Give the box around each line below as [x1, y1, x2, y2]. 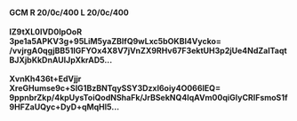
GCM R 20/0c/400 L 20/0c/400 [9, 7, 129, 18]
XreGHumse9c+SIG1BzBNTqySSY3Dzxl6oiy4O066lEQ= [9, 83, 221, 94]
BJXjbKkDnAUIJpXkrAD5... [9, 55, 113, 65]
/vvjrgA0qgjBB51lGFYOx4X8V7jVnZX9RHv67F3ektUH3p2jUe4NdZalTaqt [9, 45, 287, 57]
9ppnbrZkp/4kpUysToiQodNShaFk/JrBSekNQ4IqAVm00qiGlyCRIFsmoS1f [9, 93, 288, 103]
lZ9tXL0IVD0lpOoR [9, 26, 83, 37]
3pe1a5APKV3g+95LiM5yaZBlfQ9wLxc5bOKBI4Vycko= [9, 36, 222, 47]
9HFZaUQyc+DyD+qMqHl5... [9, 102, 120, 112]
